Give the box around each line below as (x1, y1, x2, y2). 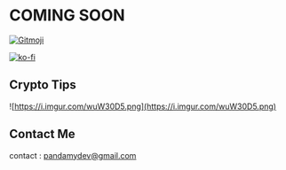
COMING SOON (9, 5, 126, 26)
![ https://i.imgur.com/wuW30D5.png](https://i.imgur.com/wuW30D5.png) (9, 101, 277, 112)
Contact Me (9, 127, 75, 142)
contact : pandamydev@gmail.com (9, 150, 137, 160)
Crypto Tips (9, 77, 77, 93)
